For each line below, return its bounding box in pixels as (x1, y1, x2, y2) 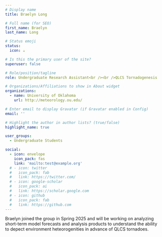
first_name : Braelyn (5, 25, 48, 30)
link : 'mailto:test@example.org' (14, 161, 83, 166)
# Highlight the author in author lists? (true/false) (5, 120, 120, 125)
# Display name (5, 7, 36, 12)
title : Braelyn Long (5, 12, 48, 17)
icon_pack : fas (14, 156, 45, 161)
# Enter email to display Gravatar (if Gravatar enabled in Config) (5, 107, 149, 112)
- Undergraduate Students (9, 138, 63, 143)
